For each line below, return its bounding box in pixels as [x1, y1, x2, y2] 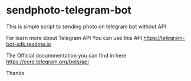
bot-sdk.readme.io [6, 41, 51, 48]
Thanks [6, 69, 25, 76]
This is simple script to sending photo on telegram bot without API [6, 23, 166, 30]
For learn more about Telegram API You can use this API [6, 34, 143, 41]
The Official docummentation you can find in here [6, 52, 127, 59]
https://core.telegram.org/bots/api [6, 58, 90, 65]
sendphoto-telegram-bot [6, 4, 131, 17]
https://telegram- [143, 34, 185, 41]
